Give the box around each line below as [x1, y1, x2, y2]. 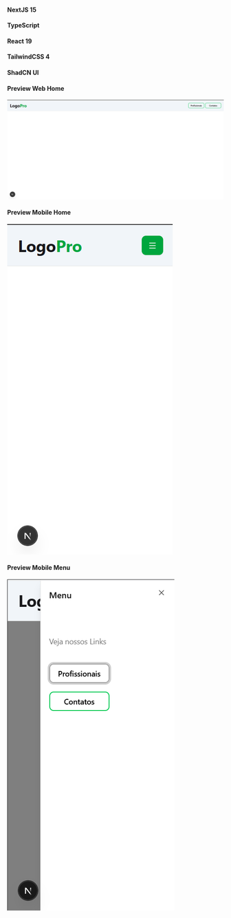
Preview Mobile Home [7, 209, 71, 217]
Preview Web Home [7, 84, 65, 92]
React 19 [7, 36, 32, 45]
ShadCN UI [7, 68, 39, 76]
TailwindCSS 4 [7, 52, 50, 61]
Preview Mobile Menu [7, 564, 71, 572]
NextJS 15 [7, 6, 36, 14]
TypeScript [7, 21, 40, 30]
